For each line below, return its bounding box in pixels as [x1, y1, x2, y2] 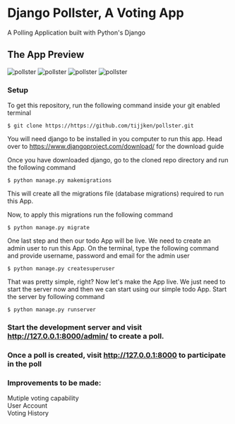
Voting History [7, 409, 49, 418]
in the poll [7, 358, 42, 368]
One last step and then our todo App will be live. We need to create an [7, 236, 211, 245]
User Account [7, 401, 48, 410]
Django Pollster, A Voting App [7, 5, 185, 21]
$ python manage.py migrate [7, 224, 90, 231]
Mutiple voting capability [7, 394, 79, 403]
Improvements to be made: [7, 377, 102, 387]
